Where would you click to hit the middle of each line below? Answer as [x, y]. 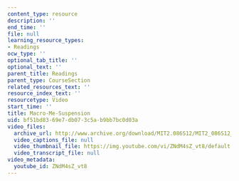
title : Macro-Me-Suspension [49, 113]
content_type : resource [43, 14]
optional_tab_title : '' [43, 61]
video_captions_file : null [54, 140]
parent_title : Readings [43, 73]
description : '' [31, 21]
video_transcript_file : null [57, 153]
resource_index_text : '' [44, 93]
